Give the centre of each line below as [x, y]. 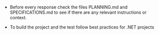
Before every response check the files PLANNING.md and [69, 7]
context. [18, 17]
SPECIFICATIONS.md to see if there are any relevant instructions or [78, 12]
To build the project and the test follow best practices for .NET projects [82, 27]
